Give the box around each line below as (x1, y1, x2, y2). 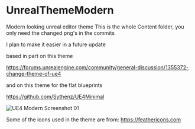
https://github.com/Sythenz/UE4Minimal (6, 93, 105, 100)
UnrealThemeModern (6, 4, 114, 17)
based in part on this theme (6, 52, 73, 59)
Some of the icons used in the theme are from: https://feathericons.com (6, 116, 181, 123)
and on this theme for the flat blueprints (6, 81, 103, 89)
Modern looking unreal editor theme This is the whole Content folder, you (6, 23, 184, 30)
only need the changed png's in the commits (6, 29, 115, 36)
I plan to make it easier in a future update (6, 41, 106, 48)
